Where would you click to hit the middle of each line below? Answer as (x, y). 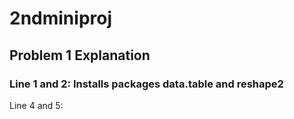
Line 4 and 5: (36, 105)
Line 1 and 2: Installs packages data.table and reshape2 (146, 84)
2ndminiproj (61, 18)
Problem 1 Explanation (80, 55)
